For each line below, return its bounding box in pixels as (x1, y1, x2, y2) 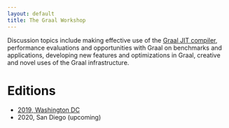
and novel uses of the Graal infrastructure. (7, 58, 130, 66)
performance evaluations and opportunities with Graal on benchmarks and (7, 43, 223, 52)
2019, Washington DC (17, 106, 81, 114)
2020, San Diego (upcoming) (17, 113, 102, 122)
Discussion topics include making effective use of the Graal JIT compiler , (7, 36, 218, 44)
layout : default (7, 10, 55, 17)
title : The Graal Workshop (7, 17, 86, 24)
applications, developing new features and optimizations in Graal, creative (7, 50, 221, 59)
